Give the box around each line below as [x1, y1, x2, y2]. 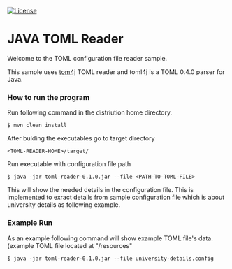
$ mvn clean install [7, 122, 68, 129]
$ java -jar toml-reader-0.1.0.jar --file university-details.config [7, 255, 215, 262]
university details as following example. [7, 201, 121, 209]
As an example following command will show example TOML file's [7, 234, 197, 242]
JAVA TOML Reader [7, 31, 124, 47]
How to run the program [7, 92, 90, 102]
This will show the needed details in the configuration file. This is [7, 186, 194, 194]
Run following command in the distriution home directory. [7, 108, 173, 117]
